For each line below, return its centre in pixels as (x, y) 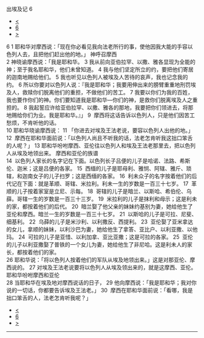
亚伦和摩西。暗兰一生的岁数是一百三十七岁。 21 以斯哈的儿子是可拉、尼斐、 (102, 214)
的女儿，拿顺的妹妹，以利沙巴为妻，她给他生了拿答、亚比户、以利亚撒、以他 (102, 229)
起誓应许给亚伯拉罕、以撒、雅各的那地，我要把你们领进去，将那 (114, 107)
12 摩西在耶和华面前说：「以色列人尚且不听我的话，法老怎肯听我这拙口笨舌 (100, 138)
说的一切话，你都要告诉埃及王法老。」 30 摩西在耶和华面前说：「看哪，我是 (100, 290)
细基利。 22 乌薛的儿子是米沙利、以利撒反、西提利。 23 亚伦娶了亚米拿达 (100, 222)
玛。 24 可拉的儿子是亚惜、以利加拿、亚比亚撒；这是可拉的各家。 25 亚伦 (100, 237)
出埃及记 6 (19, 9)
